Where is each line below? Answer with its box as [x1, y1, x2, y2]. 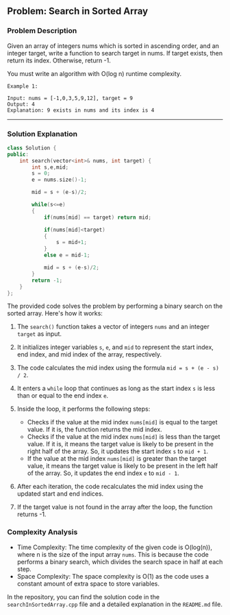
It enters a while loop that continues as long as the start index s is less [16, 384, 216, 393]
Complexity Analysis [7, 527, 78, 537]
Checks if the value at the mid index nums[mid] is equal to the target [27, 418, 218, 426]
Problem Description [7, 26, 77, 36]
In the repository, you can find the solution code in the [7, 592, 159, 601]
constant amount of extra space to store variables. [16, 579, 159, 588]
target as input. [16, 330, 62, 338]
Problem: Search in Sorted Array [7, 5, 149, 17]
